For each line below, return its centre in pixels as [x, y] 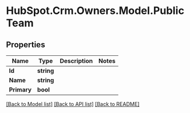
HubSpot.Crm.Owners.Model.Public [95, 11]
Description [76, 61]
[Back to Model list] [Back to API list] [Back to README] [73, 104]
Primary [20, 90]
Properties [26, 45]
